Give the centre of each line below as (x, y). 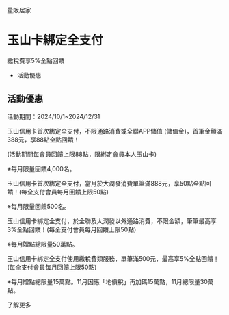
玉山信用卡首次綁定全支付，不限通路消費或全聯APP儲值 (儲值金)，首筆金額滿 (115, 131)
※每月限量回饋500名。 (39, 206)
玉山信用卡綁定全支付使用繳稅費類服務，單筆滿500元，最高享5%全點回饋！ (113, 258)
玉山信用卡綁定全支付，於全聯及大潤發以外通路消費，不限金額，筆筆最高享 (112, 220)
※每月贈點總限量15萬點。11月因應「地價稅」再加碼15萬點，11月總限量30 (108, 281)
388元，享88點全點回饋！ (43, 140)
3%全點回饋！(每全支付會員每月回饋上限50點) (72, 229)
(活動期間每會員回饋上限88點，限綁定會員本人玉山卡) (82, 154)
